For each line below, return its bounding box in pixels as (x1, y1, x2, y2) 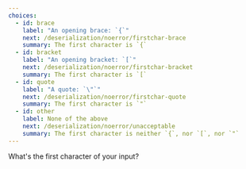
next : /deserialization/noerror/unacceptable (22, 122, 176, 130)
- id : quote (15, 78, 56, 86)
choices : (8, 11, 37, 20)
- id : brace (15, 19, 56, 27)
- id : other (15, 108, 56, 116)
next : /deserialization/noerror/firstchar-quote (22, 93, 186, 101)
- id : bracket (15, 48, 62, 56)
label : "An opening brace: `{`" (22, 26, 129, 34)
